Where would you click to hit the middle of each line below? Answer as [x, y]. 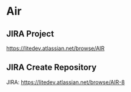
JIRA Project [30, 34]
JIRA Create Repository [52, 67]
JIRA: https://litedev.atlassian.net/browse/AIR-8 [66, 82]
